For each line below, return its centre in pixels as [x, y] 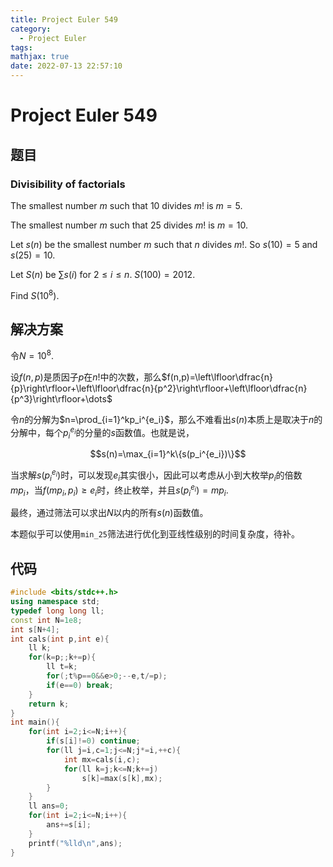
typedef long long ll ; [57, 611]
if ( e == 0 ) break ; [80, 685]
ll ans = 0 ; [49, 806]
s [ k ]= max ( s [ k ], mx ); [122, 778]
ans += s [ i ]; [69, 825]
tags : [21, 47]
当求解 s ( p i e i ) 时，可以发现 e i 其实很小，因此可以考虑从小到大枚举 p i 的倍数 [156, 475]
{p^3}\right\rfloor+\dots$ [61, 399]
